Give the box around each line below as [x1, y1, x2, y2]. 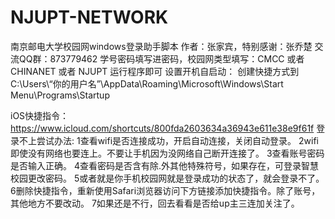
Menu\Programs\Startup [10, 89, 110, 101]
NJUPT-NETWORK [10, 6, 169, 29]
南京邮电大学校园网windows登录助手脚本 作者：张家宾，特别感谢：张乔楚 [10, 40, 313, 52]
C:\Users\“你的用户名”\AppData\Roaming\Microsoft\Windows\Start [10, 77, 284, 90]
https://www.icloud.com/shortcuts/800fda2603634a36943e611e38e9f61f [10, 122, 315, 134]
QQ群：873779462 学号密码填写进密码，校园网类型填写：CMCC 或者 [18, 52, 305, 65]
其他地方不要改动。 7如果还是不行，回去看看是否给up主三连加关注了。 [10, 197, 300, 209]
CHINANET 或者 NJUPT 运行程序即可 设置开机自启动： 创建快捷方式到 [10, 65, 300, 77]
